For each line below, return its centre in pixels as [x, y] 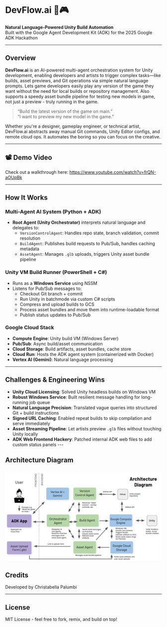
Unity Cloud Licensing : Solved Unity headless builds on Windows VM [84, 392]
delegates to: [26, 228]
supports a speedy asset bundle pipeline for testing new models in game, [80, 96]
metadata [30, 249]
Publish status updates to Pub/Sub [55, 315]
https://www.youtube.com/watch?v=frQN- [113, 172]
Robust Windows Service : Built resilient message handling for [76, 397]
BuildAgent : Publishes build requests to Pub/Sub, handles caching [87, 244]
